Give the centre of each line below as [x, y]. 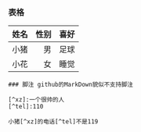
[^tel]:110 [26, 107]
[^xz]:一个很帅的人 [36, 100]
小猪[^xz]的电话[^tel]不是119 [53, 122]
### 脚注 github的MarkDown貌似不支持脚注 [70, 85]
